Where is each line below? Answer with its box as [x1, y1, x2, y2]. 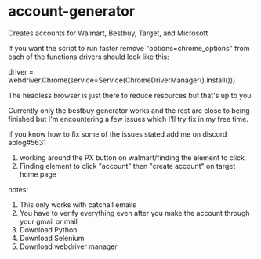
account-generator [8, 2, 136, 20]
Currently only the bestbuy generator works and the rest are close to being [8, 105, 250, 115]
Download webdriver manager [19, 242, 118, 251]
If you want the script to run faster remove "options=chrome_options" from [8, 43, 250, 53]
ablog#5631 [8, 137, 46, 147]
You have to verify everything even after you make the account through [19, 208, 250, 217]
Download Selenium [19, 233, 85, 243]
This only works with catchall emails [19, 199, 137, 210]
